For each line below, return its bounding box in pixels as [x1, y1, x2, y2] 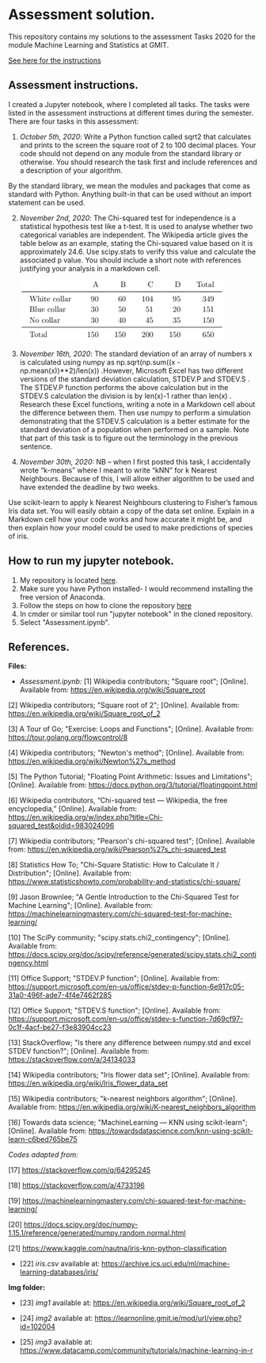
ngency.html [8, 958, 49, 968]
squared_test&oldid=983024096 [8, 821, 115, 830]
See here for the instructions [8, 56, 101, 65]
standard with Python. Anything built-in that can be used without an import [8, 189, 252, 199]
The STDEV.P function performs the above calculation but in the [19, 382, 229, 392]
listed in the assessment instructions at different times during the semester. [8, 108, 254, 117]
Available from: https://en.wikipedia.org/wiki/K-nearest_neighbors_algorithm [8, 1102, 256, 1112]
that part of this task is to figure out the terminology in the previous [19, 433, 239, 442]
